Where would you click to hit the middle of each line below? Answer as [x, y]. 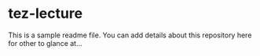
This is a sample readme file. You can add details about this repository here [130, 35]
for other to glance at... [45, 43]
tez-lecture [46, 14]
